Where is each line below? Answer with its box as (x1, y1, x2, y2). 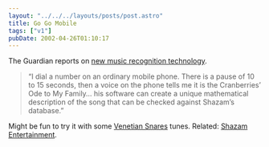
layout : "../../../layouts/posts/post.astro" (8, 11, 163, 20)
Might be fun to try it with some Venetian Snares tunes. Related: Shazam (8, 121, 248, 131)
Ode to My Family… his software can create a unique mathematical (27, 89, 249, 99)
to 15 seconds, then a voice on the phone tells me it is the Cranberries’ (27, 80, 261, 90)
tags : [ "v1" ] (8, 27, 52, 35)
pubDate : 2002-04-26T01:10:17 (8, 34, 110, 43)
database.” (27, 106, 64, 116)
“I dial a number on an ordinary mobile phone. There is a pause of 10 (27, 71, 255, 81)
